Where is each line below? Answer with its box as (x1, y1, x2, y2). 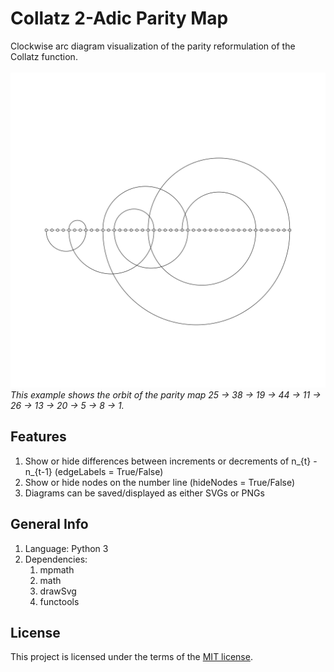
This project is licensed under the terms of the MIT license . (10, 651, 253, 663)
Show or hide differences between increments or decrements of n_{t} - (24, 455, 318, 467)
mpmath (39, 563, 75, 576)
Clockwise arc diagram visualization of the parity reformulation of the (10, 40, 296, 52)
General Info (10, 516, 89, 533)
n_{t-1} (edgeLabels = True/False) (24, 465, 164, 477)
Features (10, 428, 67, 446)
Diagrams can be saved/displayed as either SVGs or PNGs (24, 487, 265, 499)
